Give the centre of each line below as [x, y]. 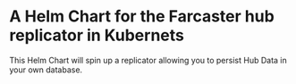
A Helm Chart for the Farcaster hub [142, 17]
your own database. [46, 70]
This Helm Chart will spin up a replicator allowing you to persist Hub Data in [148, 60]
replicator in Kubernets [97, 35]
